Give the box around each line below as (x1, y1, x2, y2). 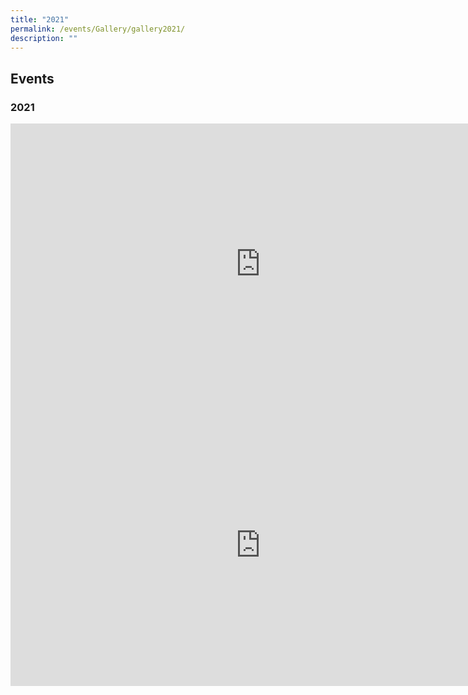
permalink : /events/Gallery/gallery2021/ (10, 24, 186, 34)
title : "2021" (10, 14, 70, 25)
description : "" (10, 33, 78, 43)
